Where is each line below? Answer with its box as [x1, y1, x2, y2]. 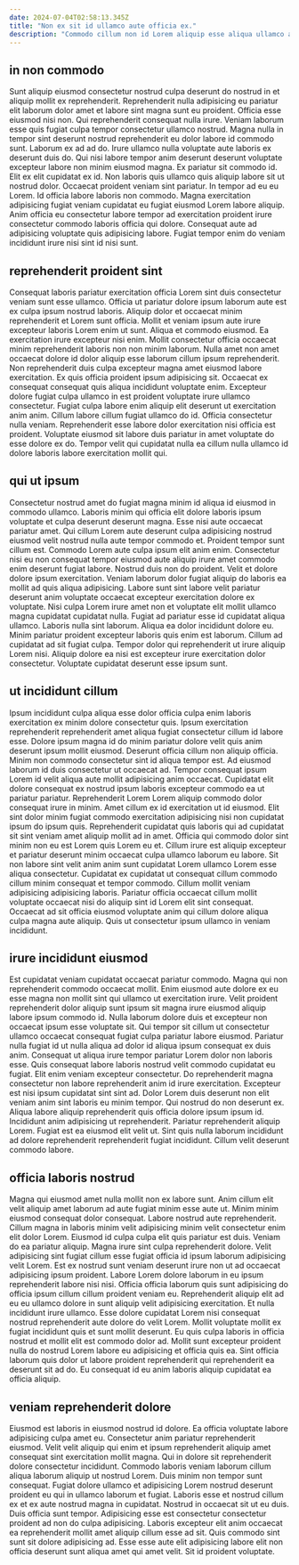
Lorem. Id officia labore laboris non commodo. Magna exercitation [9, 191, 251, 201]
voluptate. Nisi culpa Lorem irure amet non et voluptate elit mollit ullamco [9, 601, 277, 612]
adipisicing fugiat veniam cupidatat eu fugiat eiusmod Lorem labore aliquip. [9, 199, 285, 210]
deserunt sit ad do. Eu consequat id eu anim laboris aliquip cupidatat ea [9, 1364, 271, 1375]
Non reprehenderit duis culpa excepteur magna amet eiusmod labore [9, 362, 263, 373]
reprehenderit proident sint [9, 264, 163, 279]
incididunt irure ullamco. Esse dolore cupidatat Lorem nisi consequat [9, 1308, 261, 1318]
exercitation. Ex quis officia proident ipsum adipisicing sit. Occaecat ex [9, 372, 269, 383]
